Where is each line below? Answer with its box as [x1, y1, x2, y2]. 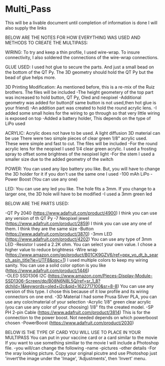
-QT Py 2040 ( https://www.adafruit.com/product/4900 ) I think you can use [5, 210, 158, 216]
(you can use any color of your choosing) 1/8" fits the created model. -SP [5, 304, 154, 310]
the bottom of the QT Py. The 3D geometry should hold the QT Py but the [5, 69, 154, 75]
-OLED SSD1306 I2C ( [5, 273, 49, 278]
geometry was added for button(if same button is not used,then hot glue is [5, 99, 157, 105]
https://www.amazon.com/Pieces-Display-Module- [49, 273, 153, 278]
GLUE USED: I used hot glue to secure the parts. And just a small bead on [5, 64, 154, 70]
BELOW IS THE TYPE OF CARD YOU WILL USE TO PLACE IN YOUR [5, 329, 141, 335]
